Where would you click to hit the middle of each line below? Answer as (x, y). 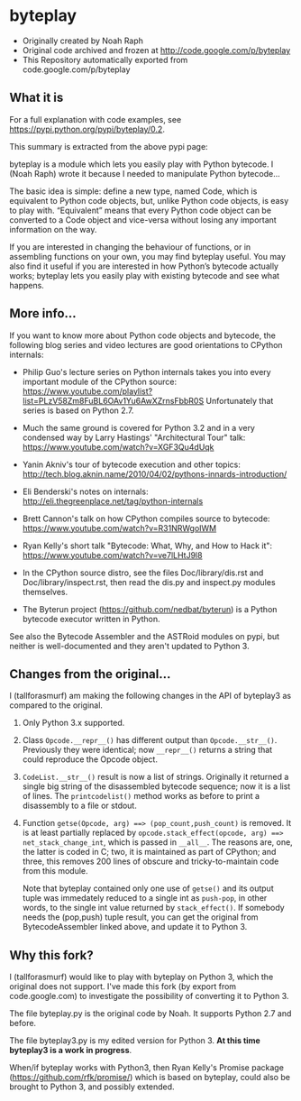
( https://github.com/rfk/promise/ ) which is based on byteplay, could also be (150, 1078)
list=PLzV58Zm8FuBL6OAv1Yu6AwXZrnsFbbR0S (113, 400)
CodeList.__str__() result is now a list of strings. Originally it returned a (155, 777)
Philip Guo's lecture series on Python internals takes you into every (147, 372)
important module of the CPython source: (100, 381)
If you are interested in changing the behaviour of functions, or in (130, 247)
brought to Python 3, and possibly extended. (92, 1087)
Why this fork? (51, 955)
